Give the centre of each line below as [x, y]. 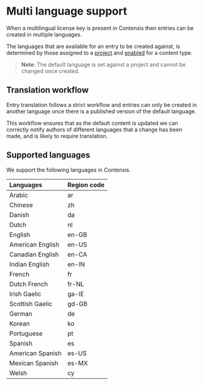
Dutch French [29, 284]
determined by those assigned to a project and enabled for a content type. [99, 52]
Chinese [21, 205]
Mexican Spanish [34, 363]
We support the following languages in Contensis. [68, 170]
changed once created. [50, 71]
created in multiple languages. [44, 34]
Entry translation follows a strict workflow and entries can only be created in [102, 105]
